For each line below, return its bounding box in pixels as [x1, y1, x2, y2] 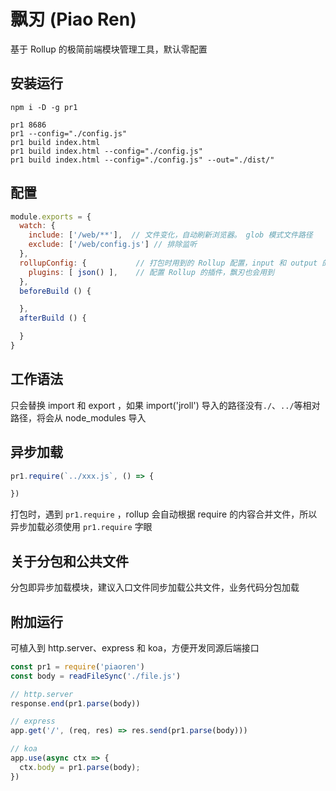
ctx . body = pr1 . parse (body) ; [19, 762, 141, 772]
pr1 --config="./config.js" [10, 128, 128, 139]
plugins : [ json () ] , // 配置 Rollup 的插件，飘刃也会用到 [28, 267, 275, 277]
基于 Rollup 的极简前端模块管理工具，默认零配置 [10, 43, 208, 55]
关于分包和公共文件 [10, 553, 129, 570]
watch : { [19, 221, 56, 231]
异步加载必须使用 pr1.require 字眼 [10, 521, 153, 533]
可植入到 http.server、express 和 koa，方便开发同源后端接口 [10, 641, 260, 654]
